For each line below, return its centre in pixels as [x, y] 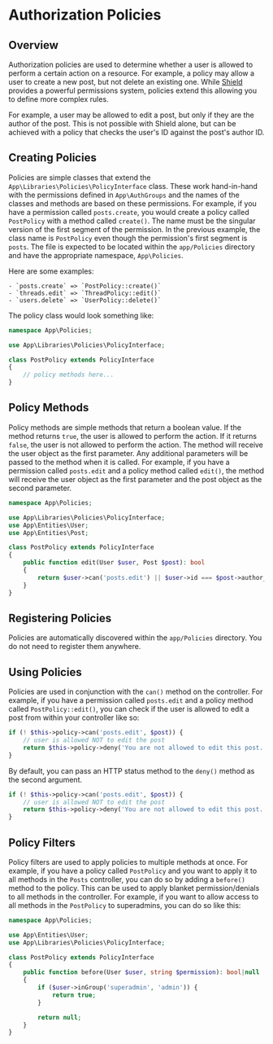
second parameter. [40, 488]
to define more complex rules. [58, 99]
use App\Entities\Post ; [49, 533]
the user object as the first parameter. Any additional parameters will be [128, 453]
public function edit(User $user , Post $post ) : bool [114, 563]
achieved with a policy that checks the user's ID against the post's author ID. [136, 132]
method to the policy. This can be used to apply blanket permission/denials [134, 888]
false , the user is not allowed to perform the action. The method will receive [136, 445]
